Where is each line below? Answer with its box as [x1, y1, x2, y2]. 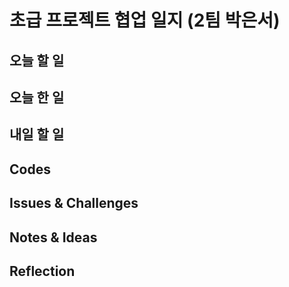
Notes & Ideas [9, 229, 98, 246]
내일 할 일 [9, 126, 65, 143]
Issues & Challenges [9, 195, 139, 212]
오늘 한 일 [9, 89, 65, 106]
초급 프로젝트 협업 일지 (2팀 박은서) [9, 9, 281, 32]
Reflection [9, 262, 76, 280]
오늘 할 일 [9, 52, 65, 69]
